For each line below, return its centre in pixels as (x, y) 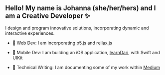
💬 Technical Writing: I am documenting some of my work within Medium (86, 67)
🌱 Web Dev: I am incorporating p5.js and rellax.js (62, 43)
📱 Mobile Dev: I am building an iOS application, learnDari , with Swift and (86, 52)
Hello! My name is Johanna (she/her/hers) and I (81, 8)
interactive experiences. (30, 33)
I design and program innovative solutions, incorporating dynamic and (77, 28)
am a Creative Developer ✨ (48, 16)
